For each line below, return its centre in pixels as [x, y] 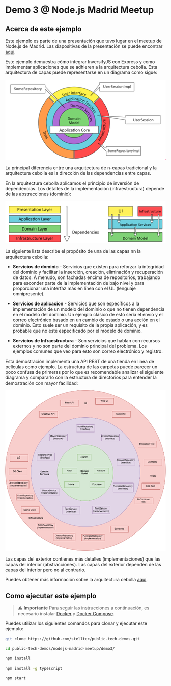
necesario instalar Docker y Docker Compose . [66, 614]
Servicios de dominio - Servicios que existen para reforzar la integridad [88, 267]
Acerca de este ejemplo [44, 29]
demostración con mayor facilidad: [42, 383]
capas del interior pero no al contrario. [46, 570]
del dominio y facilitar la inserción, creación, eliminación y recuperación [88, 272]
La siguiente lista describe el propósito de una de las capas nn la [73, 251]
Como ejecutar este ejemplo [51, 596]
